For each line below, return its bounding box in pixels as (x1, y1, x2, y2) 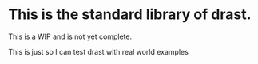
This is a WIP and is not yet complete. (8, 32, 133, 41)
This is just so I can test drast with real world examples (8, 47, 189, 56)
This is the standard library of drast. (8, 6, 252, 24)
